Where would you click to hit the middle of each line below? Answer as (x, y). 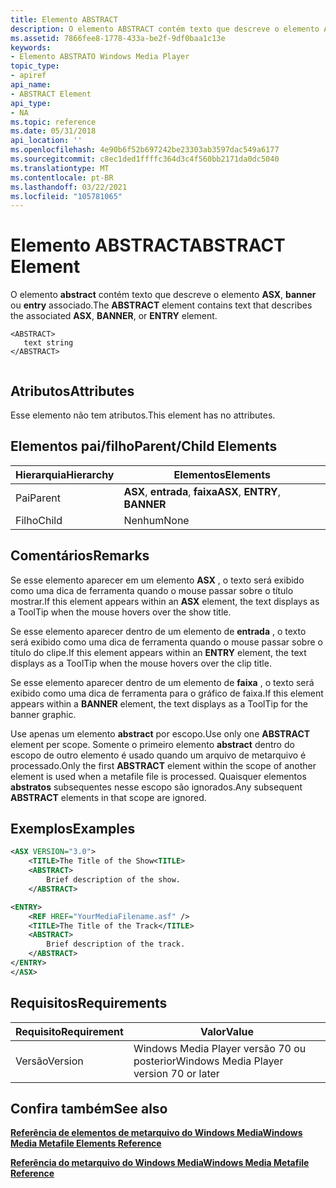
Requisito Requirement (69, 1031)
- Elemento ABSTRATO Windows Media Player (100, 57)
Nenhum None (156, 520)
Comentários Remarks (80, 556)
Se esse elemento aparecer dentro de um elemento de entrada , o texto (158, 631)
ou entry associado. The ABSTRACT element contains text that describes (161, 305)
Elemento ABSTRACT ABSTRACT (148, 245)
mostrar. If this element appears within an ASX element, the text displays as (165, 601)
